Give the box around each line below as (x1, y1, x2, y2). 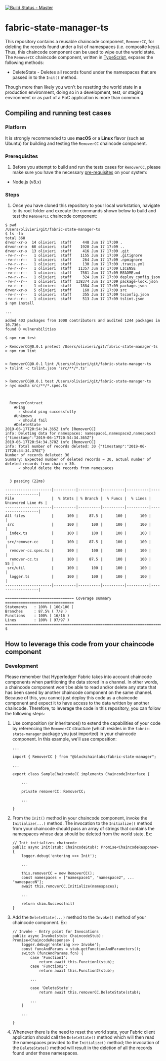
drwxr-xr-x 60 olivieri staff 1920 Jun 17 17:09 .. (5, 245, 125, 250)
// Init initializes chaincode (12, 840, 77, 845)
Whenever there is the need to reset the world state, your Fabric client (12, 1029, 155, 1035)
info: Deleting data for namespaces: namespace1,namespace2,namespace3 (5, 431, 156, 436)
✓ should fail (18, 418, 48, 423)
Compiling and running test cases (5, 109, 111, 118)
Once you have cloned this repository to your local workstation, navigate (12, 202, 160, 208)
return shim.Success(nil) (21, 901, 75, 906)
